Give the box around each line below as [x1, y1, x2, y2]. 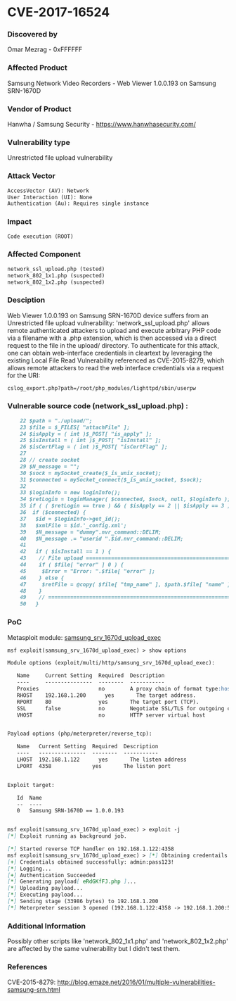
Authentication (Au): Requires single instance [7, 200, 150, 208]
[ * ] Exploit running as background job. [7, 833, 128, 840]
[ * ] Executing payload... [7, 891, 83, 898]
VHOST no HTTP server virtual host [16, 712, 206, 719]
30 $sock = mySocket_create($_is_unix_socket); [20, 470, 162, 477]
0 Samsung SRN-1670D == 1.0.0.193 [16, 807, 124, 814]
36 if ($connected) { [20, 509, 86, 516]
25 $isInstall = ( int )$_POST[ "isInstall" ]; [20, 437, 162, 444]
